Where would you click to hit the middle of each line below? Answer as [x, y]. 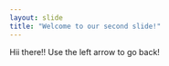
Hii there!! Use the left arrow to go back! [84, 52]
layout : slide [37, 18]
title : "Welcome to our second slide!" [85, 26]
